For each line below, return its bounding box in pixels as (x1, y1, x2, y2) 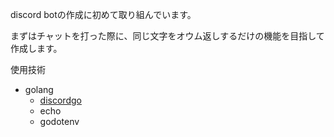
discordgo (39, 94, 82, 106)
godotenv (39, 116, 80, 127)
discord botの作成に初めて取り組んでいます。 (10, 9, 197, 20)
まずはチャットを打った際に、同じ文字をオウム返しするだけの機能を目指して (10, 30, 325, 42)
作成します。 (10, 43, 63, 54)
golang (24, 84, 54, 95)
